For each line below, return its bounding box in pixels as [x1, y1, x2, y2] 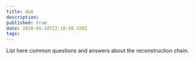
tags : [6, 31, 20, 37]
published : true [6, 20, 47, 26]
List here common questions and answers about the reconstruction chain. [6, 47, 190, 54]
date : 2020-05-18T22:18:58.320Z [6, 25, 87, 31]
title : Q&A [6, 8, 34, 15]
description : [6, 14, 39, 20]
